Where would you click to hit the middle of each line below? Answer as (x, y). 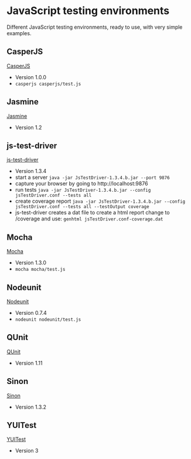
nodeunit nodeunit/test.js (48, 319)
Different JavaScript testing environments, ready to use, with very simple (95, 27)
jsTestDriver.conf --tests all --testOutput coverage (82, 207)
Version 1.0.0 (30, 77)
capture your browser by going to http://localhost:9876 (81, 183)
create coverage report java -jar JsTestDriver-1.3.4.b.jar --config (100, 201)
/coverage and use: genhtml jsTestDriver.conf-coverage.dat (89, 219)
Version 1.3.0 (30, 263)
